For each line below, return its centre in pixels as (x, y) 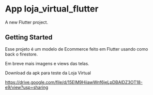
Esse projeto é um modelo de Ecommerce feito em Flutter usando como (77, 49)
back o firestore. (21, 54)
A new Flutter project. (27, 22)
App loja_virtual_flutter (52, 9)
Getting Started (29, 37)
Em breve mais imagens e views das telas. (47, 63)
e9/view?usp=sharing (27, 87)
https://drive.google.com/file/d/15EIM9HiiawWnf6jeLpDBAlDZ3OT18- (74, 82)
